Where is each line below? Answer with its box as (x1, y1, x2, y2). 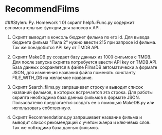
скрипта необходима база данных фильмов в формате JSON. (12, 94, 140, 100)
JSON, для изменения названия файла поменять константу (12, 69, 136, 75)
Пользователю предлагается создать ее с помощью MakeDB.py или (12, 99, 155, 105)
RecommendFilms (5, 3, 80, 15)
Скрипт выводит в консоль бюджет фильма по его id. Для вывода (12, 34, 150, 40)
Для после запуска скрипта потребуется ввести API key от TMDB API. (12, 59, 158, 65)
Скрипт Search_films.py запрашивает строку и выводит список (12, 84, 144, 90)
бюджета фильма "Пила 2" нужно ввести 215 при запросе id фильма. (12, 39, 157, 45)
